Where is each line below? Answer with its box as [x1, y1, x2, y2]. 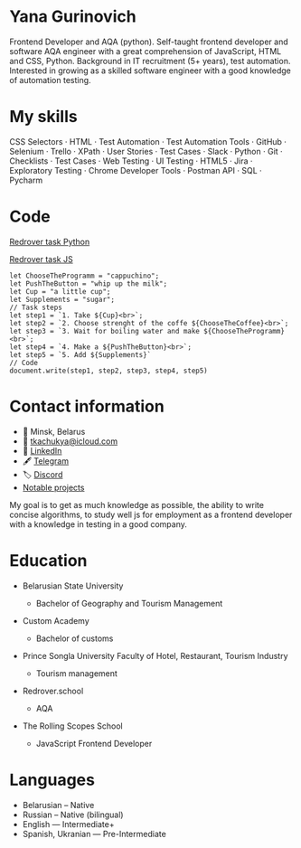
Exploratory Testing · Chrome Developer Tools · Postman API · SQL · [9, 165, 262, 175]
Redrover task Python [9, 236, 90, 247]
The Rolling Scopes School [22, 721, 124, 731]
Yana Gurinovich [9, 6, 137, 27]
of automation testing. [9, 74, 92, 85]
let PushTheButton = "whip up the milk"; [9, 278, 168, 288]
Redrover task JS [9, 253, 74, 264]
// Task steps [9, 303, 63, 312]
